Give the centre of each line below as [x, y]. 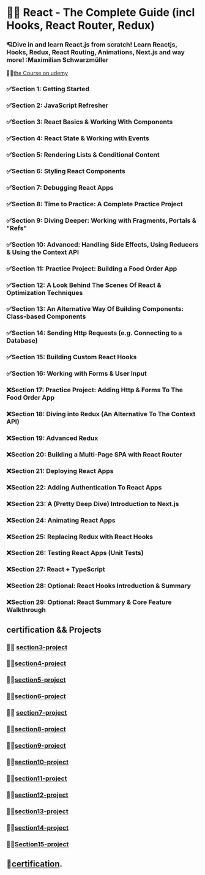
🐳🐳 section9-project [36, 746]
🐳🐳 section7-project [37, 713]
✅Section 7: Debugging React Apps [60, 187]
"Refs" [17, 228]
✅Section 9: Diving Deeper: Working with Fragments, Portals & [102, 220]
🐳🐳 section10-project [38, 762]
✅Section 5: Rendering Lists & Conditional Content [83, 155]
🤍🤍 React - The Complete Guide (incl [101, 13]
